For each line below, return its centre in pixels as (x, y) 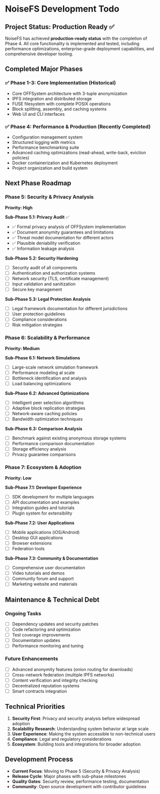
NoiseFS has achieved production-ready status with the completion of (76, 38)
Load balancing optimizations (41, 383)
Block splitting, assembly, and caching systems (59, 109)
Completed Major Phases (44, 69)
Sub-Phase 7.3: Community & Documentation (52, 559)
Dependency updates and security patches (55, 624)
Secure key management (37, 289)
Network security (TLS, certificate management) (60, 278)
